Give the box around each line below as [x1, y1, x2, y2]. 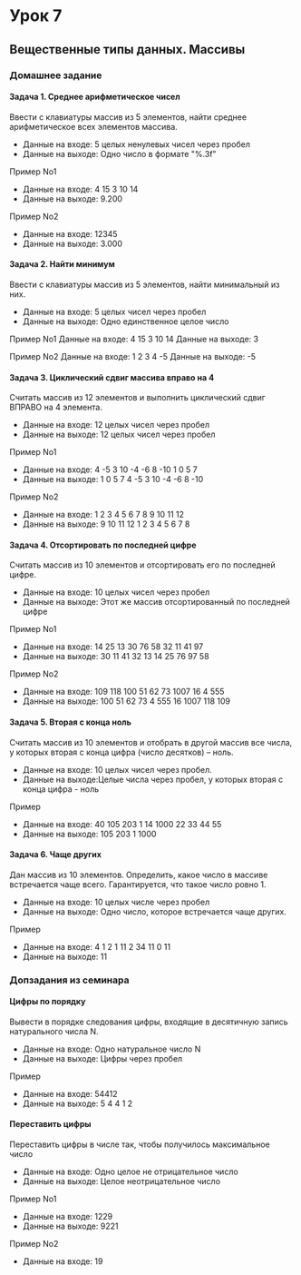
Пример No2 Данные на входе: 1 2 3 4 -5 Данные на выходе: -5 [9, 351, 257, 361]
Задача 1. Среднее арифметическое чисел [9, 92, 180, 103]
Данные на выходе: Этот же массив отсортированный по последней [22, 597, 290, 608]
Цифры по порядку [9, 996, 86, 1007]
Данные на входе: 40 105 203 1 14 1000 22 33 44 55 [22, 818, 222, 829]
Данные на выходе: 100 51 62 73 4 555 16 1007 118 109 [22, 696, 231, 707]
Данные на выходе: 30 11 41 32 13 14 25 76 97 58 [22, 651, 210, 662]
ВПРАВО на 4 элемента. [9, 401, 102, 413]
